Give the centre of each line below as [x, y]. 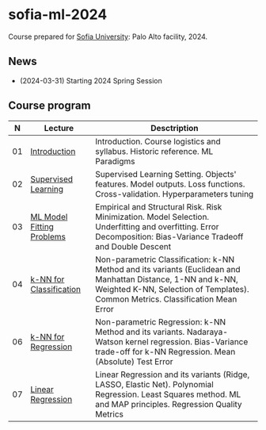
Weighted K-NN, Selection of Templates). [172, 289]
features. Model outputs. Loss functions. [170, 184]
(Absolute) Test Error [134, 361]
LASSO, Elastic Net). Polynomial [154, 384]
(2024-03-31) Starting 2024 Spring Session [91, 80]
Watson [109, 341]
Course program [49, 106]
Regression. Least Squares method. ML [168, 394]
